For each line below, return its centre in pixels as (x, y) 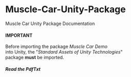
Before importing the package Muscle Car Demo (56, 46)
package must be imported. (35, 58)
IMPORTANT (19, 35)
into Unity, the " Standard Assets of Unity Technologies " (64, 52)
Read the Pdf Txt (23, 69)
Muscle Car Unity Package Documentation (50, 23)
